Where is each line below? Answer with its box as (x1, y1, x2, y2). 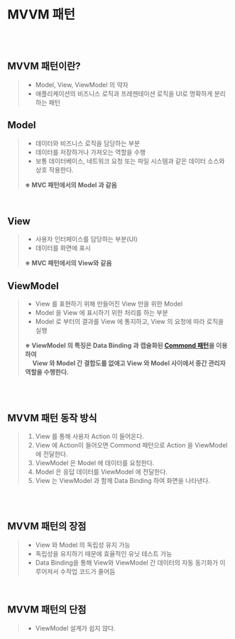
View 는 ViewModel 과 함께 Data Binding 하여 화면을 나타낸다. (35, 477, 211, 484)
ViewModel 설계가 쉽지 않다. (35, 623, 116, 632)
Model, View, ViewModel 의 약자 (35, 80, 129, 89)
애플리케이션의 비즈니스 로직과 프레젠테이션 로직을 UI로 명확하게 (35, 89, 213, 98)
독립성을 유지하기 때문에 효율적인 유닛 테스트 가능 (35, 549, 173, 557)
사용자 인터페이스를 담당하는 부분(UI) (35, 235, 138, 243)
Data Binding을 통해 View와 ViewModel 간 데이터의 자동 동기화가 (35, 558, 219, 567)
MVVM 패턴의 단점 (7, 604, 87, 616)
